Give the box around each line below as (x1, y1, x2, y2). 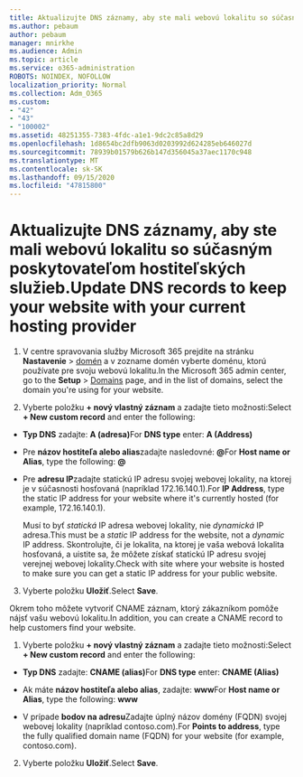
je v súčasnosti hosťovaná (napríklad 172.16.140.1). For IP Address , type (22, 483, 286, 494)
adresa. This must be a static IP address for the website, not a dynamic (22, 529, 285, 540)
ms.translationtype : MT (9, 155, 99, 165)
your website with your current (9, 297, 246, 317)
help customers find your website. (9, 623, 137, 633)
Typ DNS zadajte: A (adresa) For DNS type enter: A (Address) (22, 429, 253, 440)
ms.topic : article (9, 55, 78, 64)
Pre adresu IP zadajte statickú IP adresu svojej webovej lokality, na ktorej (22, 473, 291, 484)
